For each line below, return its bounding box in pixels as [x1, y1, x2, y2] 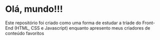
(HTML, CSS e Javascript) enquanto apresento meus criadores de [14, 25, 150, 31]
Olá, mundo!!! [5, 3, 63, 15]
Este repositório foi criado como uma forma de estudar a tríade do [5, 20, 141, 26]
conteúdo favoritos [5, 30, 44, 36]
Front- [142, 20, 155, 26]
